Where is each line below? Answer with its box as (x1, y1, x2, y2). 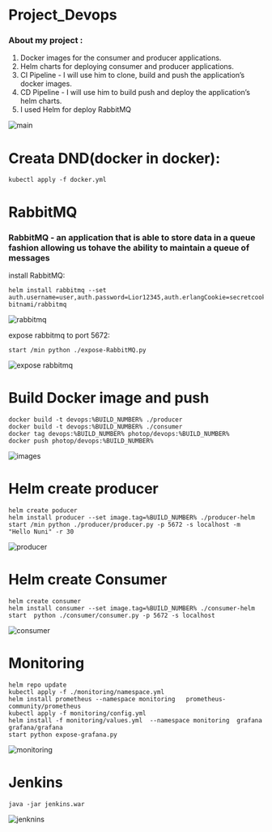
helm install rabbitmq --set (8, 286, 107, 294)
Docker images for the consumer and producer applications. (19, 53, 222, 63)
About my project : (8, 35, 83, 46)
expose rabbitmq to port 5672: (8, 330, 111, 340)
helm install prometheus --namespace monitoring (8, 695, 176, 703)
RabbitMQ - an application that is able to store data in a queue (8, 231, 256, 243)
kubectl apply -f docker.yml (8, 176, 107, 184)
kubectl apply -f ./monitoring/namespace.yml (8, 688, 164, 696)
